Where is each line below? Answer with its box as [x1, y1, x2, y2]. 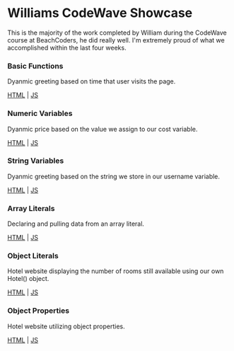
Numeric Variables [7, 108, 73, 118]
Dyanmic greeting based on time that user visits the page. [7, 77, 176, 86]
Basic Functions [7, 61, 64, 71]
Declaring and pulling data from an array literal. [7, 219, 145, 228]
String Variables [7, 156, 64, 166]
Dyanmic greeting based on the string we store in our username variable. [7, 172, 221, 180]
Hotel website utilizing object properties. [7, 322, 125, 330]
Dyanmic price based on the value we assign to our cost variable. [7, 125, 198, 133]
